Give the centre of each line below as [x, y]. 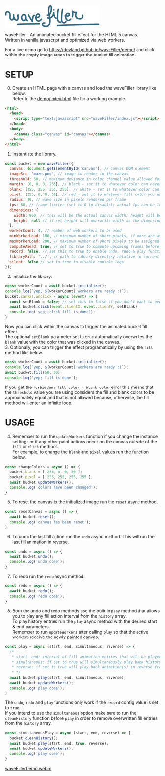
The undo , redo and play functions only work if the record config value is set [82, 702]
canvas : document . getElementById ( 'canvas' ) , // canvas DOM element [80, 168]
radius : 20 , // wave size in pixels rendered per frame [68, 200]
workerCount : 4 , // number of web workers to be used [66, 231]
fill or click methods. [36, 446]
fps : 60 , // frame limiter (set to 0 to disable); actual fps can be [82, 205]
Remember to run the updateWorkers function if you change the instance [85, 436]
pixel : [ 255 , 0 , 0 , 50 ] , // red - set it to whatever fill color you [82, 194]
